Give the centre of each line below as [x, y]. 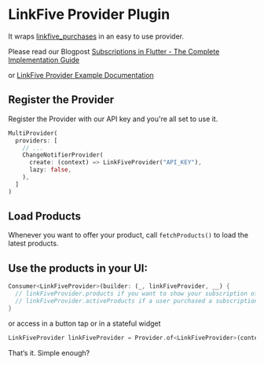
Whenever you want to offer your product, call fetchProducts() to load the [128, 235]
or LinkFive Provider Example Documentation [81, 75]
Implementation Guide [44, 60]
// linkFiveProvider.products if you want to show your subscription [131, 294]
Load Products [44, 217]
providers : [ [37, 140]
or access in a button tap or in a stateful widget [84, 323]
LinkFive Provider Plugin [89, 15]
